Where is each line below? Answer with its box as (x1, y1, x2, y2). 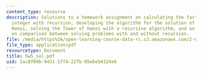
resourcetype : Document (6, 48, 66, 54)
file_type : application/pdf (6, 42, 77, 48)
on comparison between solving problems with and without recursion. (11, 31, 189, 37)
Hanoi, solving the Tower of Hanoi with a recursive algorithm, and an (11, 25, 195, 32)
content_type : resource (6, 8, 66, 15)
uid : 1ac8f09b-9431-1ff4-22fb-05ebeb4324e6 (6, 58, 117, 64)
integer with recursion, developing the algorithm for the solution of (11, 20, 195, 26)
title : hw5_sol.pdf (6, 53, 55, 59)
